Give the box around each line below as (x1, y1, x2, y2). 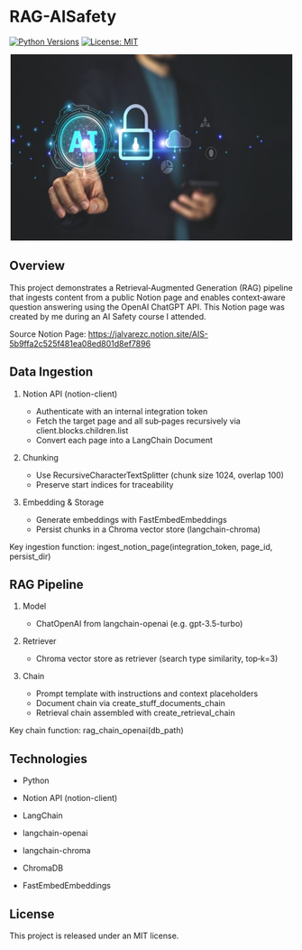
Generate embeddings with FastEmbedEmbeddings (35, 514, 227, 525)
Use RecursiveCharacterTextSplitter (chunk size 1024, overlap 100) (35, 470, 284, 480)
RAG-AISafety (9, 6, 117, 27)
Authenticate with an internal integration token (35, 405, 208, 416)
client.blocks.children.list (35, 424, 129, 435)
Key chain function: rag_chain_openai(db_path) (9, 725, 185, 736)
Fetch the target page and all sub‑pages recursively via (35, 415, 241, 426)
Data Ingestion (9, 364, 94, 380)
